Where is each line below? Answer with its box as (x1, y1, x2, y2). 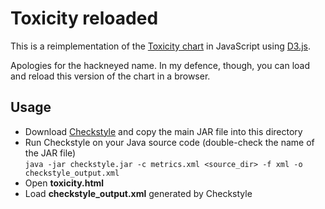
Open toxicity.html (24, 177, 105, 189)
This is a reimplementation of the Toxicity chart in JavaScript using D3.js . (10, 40, 311, 52)
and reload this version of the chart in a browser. (10, 70, 211, 82)
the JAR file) (24, 147, 77, 159)
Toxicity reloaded (10, 7, 159, 30)
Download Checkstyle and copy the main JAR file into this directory (24, 125, 303, 137)
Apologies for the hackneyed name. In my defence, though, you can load (10, 59, 311, 71)
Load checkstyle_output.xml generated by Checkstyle (24, 187, 253, 199)
